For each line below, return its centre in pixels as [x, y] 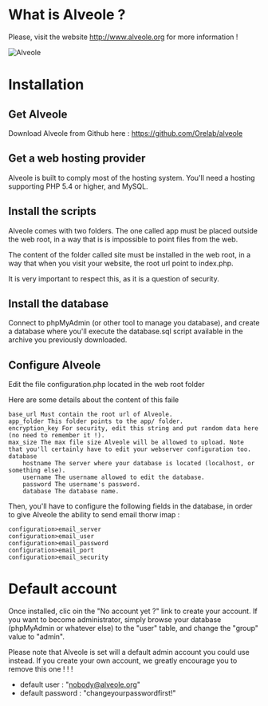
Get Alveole [38, 114]
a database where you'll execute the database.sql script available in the [126, 331]
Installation [46, 85]
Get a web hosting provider [77, 159]
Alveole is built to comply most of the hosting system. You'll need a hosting [132, 177]
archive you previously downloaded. [68, 340]
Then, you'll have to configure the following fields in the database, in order [130, 506]
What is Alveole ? [67, 15]
